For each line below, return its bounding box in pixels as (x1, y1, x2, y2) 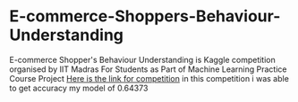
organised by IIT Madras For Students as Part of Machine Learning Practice (9, 64, 287, 75)
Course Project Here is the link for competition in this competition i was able (9, 73, 289, 83)
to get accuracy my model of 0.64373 (9, 82, 149, 93)
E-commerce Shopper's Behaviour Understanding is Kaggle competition (9, 54, 276, 65)
